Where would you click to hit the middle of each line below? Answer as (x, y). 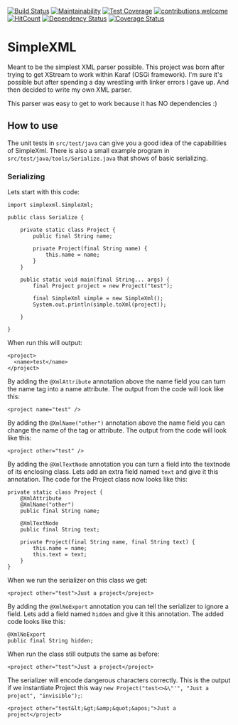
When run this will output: (45, 343)
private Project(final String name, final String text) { (108, 542)
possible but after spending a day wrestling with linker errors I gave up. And (118, 82)
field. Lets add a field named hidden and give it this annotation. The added (115, 614)
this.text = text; (60, 555)
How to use (33, 126)
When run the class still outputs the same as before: (83, 654)
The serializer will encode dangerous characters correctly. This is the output (119, 680)
